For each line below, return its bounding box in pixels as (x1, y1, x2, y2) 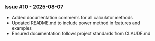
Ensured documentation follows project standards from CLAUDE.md (11, 31, 151, 37)
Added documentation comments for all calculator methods (11, 15, 133, 21)
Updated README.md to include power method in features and (11, 20, 140, 26)
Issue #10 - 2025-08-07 (4, 3, 64, 10)
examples (11, 25, 32, 31)
